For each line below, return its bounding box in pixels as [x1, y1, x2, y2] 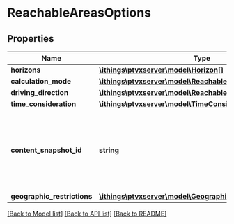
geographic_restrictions [10, 192, 93, 201]
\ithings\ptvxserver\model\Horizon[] [98, 65, 224, 75]
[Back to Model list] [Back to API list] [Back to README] [7, 209, 167, 218]
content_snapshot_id [10, 145, 82, 155]
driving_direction [10, 88, 69, 97]
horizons [10, 65, 41, 75]
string [98, 145, 120, 155]
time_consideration [10, 99, 77, 109]
